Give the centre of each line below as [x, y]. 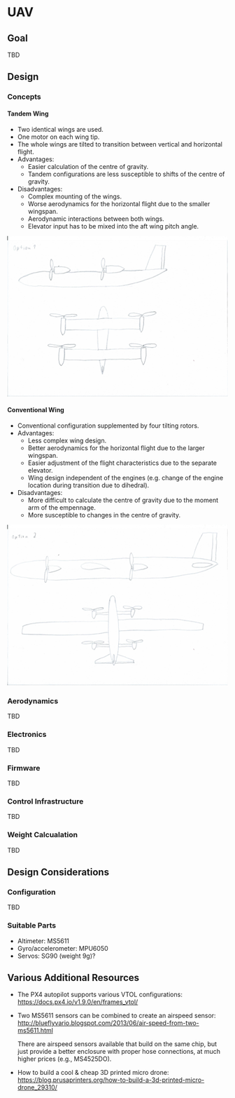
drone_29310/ [37, 1087]
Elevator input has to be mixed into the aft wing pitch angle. [113, 226]
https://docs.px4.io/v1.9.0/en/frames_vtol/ [78, 1002]
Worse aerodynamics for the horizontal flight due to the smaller [119, 203]
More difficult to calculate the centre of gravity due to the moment [123, 500]
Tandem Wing [28, 114]
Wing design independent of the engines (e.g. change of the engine [126, 477]
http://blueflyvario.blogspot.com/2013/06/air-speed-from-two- [108, 1023]
